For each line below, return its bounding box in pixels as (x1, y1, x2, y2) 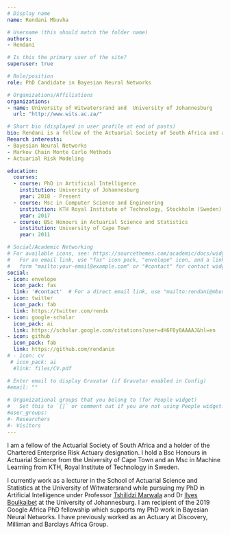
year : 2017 (19, 212, 51, 219)
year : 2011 (19, 231, 51, 238)
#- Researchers (7, 416, 51, 422)
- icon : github (7, 333, 51, 340)
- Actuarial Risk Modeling (7, 155, 84, 162)
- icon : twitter (7, 295, 53, 302)
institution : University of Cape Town (19, 225, 130, 232)
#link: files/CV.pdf (13, 365, 72, 372)
